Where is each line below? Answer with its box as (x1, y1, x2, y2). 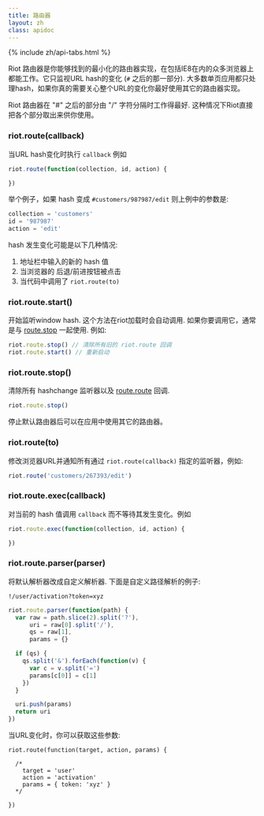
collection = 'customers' (8, 210, 93, 218)
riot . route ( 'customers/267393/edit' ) (8, 472, 132, 480)
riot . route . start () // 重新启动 (8, 348, 110, 357)
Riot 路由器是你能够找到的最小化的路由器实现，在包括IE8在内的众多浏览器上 (8, 64, 255, 73)
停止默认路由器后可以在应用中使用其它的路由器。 (8, 417, 167, 426)
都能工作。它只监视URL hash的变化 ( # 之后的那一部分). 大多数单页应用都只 (8, 74, 250, 83)
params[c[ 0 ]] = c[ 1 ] (28, 671, 97, 680)
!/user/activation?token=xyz (8, 592, 104, 600)
